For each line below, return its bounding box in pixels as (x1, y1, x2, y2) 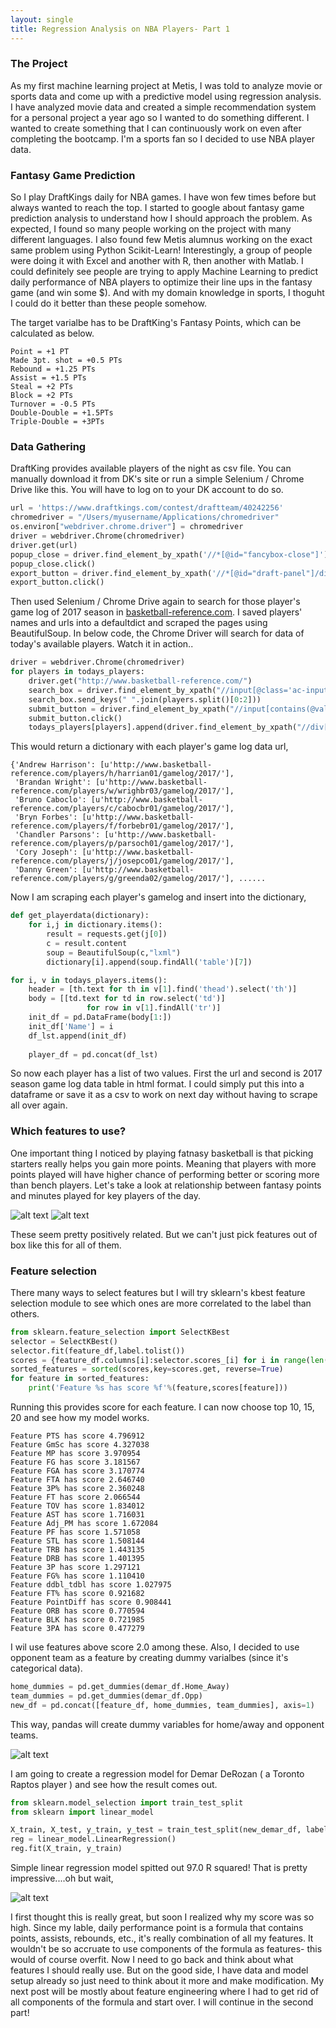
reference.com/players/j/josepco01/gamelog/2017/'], (10, 856, 235, 866)
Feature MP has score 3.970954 (10, 1449, 141, 1459)
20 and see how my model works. (10, 1412, 150, 1424)
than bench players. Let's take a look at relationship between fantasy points (10, 1179, 322, 1191)
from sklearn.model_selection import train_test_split (10, 1797, 244, 1808)
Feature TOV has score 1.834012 (10, 1501, 145, 1511)
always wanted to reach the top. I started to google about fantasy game (10, 202, 305, 214)
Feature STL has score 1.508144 (10, 1536, 145, 1546)
